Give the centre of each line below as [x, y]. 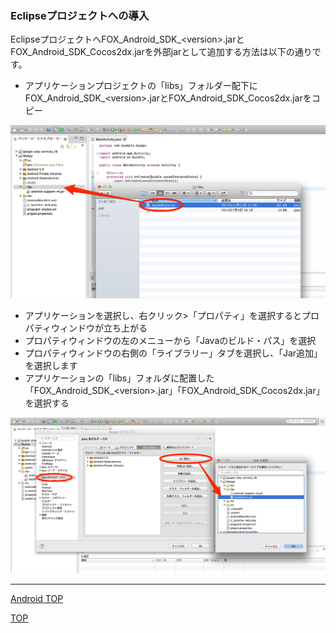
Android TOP [37, 599]
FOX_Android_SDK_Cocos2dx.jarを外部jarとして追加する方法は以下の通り [161, 52]
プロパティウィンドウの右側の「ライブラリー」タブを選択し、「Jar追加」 [173, 353]
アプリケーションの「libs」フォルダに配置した [119, 378]
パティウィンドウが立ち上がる [86, 328]
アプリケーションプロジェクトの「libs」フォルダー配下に [141, 86]
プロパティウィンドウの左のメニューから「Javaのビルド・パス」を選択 [170, 341]
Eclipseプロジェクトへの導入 [80, 15]
